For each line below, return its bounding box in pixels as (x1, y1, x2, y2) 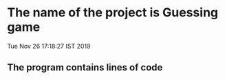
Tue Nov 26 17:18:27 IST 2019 (7, 42, 91, 50)
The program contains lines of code (7, 62, 163, 73)
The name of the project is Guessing (7, 5, 219, 21)
